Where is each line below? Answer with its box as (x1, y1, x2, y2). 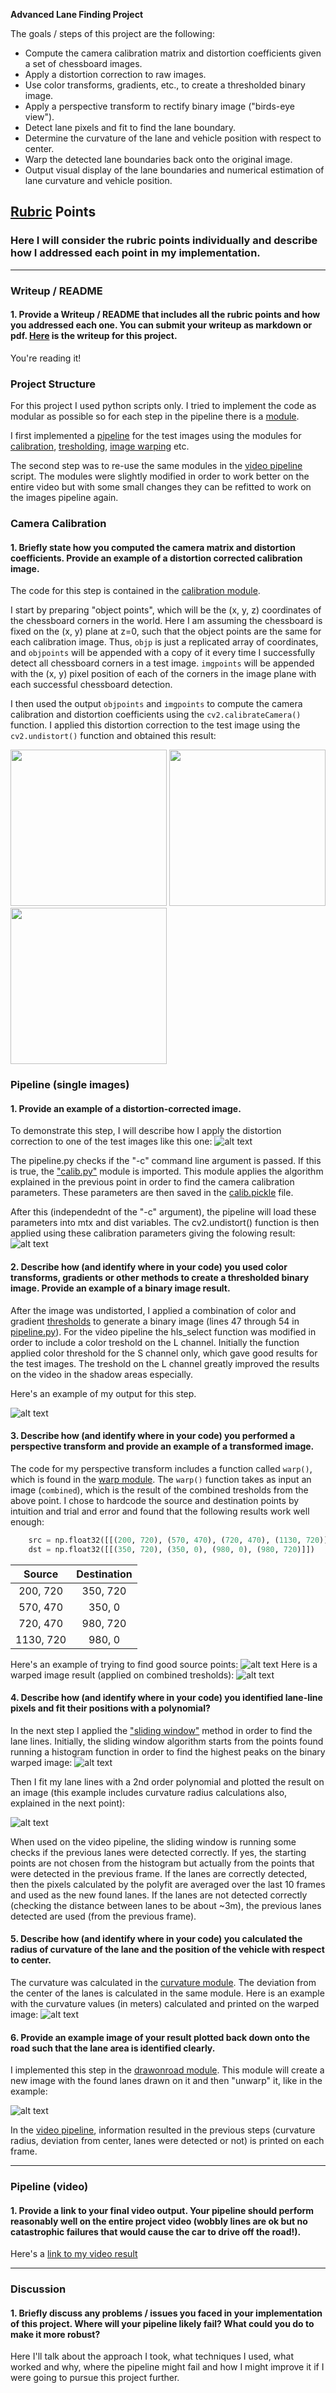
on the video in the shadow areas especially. (10, 1368, 194, 1380)
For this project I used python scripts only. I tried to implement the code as (10, 400, 317, 412)
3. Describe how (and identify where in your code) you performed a (10, 1430, 296, 1442)
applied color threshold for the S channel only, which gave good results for (10, 1347, 318, 1359)
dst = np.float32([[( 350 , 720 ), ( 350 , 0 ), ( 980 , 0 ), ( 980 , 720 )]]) (28, 1544, 315, 1554)
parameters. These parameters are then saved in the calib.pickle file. (10, 1187, 294, 1199)
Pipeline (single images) (10, 1078, 130, 1092)
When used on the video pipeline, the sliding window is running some (10, 1835, 297, 1848)
